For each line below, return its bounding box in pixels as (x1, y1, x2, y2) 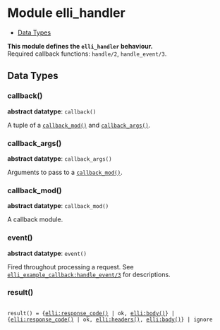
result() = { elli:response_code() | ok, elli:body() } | (7, 310, 175, 317)
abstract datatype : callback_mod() (7, 202, 109, 210)
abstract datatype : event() (7, 249, 87, 257)
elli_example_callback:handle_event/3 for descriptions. (7, 270, 171, 279)
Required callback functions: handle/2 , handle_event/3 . (7, 49, 167, 58)
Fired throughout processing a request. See (7, 262, 134, 271)
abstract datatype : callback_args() (7, 154, 112, 163)
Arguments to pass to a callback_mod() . (7, 168, 123, 176)
